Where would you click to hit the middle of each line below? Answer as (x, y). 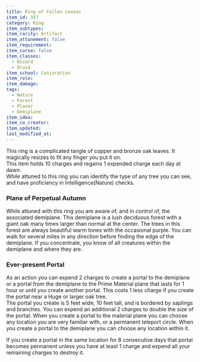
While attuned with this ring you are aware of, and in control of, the (88, 211)
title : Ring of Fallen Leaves (44, 12)
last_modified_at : (29, 134)
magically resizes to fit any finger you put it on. (64, 157)
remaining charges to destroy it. (45, 352)
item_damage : (22, 84)
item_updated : (24, 128)
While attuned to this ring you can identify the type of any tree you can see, (99, 176)
